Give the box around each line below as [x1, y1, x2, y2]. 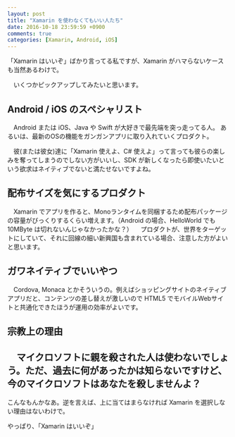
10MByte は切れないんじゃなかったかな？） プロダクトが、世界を [7, 225, 203, 233]
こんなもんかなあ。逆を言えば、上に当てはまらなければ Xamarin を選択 [7, 398, 213, 406]
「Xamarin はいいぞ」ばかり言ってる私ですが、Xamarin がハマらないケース [7, 57, 224, 66]
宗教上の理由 [7, 325, 63, 337]
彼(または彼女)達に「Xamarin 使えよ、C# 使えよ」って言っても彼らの [13, 147, 213, 155]
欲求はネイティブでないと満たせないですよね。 [19, 164, 155, 173]
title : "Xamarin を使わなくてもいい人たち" [7, 17, 124, 24]
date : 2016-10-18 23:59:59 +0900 [7, 23, 106, 30]
